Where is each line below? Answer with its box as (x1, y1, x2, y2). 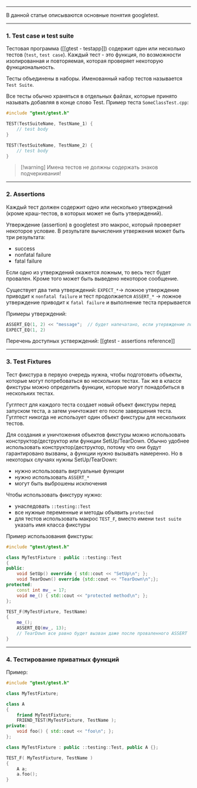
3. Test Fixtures (6, 358, 52, 366)
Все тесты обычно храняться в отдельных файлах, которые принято (6, 93, 178, 100)
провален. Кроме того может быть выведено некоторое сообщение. (6, 275, 179, 282)
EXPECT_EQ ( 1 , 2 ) (6, 327, 46, 333)
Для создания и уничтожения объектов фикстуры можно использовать (6, 431, 186, 438)
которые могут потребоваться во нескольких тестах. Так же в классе (6, 377, 182, 384)
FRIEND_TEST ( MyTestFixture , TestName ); (16, 718, 117, 724)
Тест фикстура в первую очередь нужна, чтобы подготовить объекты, (6, 371, 183, 378)
